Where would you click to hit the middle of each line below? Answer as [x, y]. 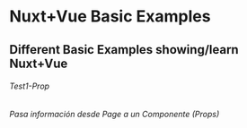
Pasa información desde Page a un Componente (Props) [115, 114]
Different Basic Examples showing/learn [124, 50]
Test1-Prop [30, 86]
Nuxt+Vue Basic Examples [110, 17]
